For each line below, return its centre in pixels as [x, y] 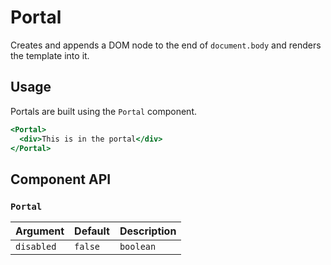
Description [148, 231]
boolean [138, 247]
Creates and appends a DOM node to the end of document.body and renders [166, 45]
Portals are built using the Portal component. [103, 111]
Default [92, 231]
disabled [36, 247]
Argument [40, 231]
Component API [61, 179]
